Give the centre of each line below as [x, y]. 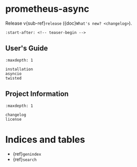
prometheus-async [47, 9]
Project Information [37, 94]
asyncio [14, 73]
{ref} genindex [27, 154]
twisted [14, 78]
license [14, 119]
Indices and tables [45, 140]
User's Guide [27, 49]
